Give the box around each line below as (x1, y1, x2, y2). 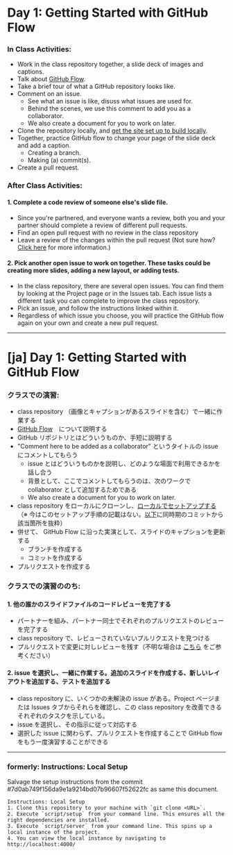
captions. (17, 67, 44, 76)
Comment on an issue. (17, 90, 82, 98)
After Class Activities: (7, 181, 83, 190)
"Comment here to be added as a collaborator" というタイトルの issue (17, 442, 218, 451)
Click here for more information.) (17, 243, 111, 251)
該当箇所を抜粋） (17, 519, 67, 527)
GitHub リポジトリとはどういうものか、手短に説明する (17, 433, 173, 442)
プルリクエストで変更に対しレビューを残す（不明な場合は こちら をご (17, 642, 216, 651)
